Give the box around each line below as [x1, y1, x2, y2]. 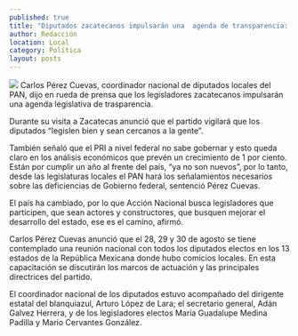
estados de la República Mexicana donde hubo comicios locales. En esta [9, 252, 276, 263]
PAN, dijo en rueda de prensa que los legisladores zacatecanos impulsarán [9, 90, 284, 100]
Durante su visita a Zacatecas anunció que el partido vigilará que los [9, 116, 261, 126]
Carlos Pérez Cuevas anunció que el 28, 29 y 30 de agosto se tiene [9, 234, 256, 244]
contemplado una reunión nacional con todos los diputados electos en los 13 [9, 244, 290, 253]
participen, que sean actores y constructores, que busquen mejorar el [9, 207, 266, 218]
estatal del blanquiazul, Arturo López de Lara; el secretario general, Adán [9, 299, 278, 308]
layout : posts [9, 54, 62, 63]
